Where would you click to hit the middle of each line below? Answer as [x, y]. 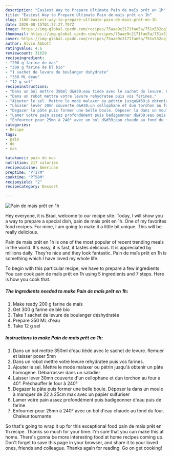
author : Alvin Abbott [28, 44]
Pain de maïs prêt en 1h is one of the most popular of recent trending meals [84, 242]
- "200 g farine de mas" [32, 63]
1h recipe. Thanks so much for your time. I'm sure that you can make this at [84, 432]
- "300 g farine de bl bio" [35, 67]
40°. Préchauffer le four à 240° [45, 384]
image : [12, 29]
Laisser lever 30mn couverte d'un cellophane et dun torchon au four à [87, 378]
